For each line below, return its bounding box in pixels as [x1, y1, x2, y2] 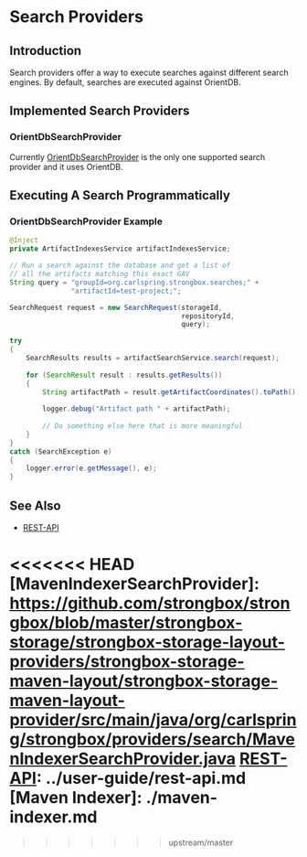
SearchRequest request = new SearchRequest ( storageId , [9, 303, 223, 312]
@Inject [9, 236, 39, 245]
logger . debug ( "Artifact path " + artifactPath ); [42, 404, 231, 413]
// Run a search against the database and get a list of [9, 261, 231, 271]
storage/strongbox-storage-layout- [9, 632, 286, 653]
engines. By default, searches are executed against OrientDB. [9, 77, 241, 88]
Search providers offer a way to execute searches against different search [9, 67, 290, 78]
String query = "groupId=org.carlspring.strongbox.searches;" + [9, 277, 259, 287]
